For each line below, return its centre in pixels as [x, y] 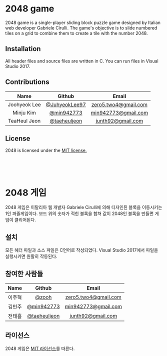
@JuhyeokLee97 [66, 104]
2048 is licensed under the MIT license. [46, 150]
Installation [23, 49]
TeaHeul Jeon [24, 120]
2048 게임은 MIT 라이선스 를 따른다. [40, 348]
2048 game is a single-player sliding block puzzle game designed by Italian [83, 22]
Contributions [27, 82]
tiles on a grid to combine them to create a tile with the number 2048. [77, 33]
